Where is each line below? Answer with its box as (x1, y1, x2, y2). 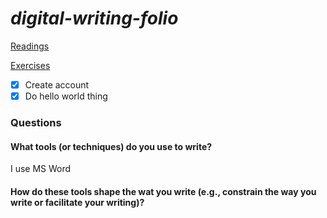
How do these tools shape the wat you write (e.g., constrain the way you (10, 185, 317, 197)
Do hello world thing (24, 90, 108, 102)
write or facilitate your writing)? (10, 196, 145, 208)
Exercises (10, 59, 51, 71)
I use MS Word (10, 163, 72, 175)
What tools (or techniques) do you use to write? (10, 140, 213, 152)
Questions (10, 115, 62, 129)
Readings (10, 40, 50, 52)
